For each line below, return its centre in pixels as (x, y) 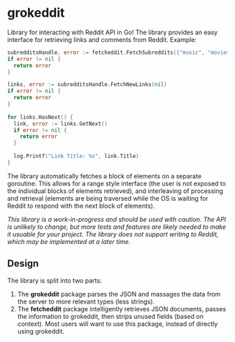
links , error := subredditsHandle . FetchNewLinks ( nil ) (87, 85)
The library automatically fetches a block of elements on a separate (104, 176)
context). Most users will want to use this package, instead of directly (117, 324)
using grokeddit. (41, 331)
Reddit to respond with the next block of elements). (81, 206)
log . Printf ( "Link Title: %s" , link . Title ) (76, 156)
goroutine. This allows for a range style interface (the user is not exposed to (116, 183)
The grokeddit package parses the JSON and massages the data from (119, 294)
